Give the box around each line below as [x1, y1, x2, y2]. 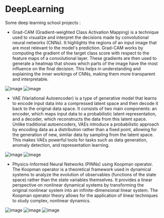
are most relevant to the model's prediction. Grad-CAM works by [12, 45, 143, 51]
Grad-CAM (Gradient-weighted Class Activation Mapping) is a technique [12, 29, 159, 35]
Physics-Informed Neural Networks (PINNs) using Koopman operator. [12, 161, 153, 167]
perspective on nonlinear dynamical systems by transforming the [12, 182, 144, 188]
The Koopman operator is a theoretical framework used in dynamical [12, 166, 151, 172]
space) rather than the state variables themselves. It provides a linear [12, 177, 153, 183]
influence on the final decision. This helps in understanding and [12, 65, 141, 72]
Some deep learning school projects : [5, 20, 81, 26]
